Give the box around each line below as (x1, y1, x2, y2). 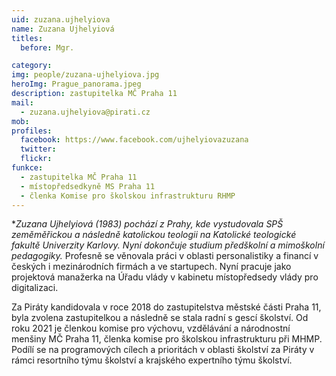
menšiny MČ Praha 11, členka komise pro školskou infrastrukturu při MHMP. (11, 333, 323, 345)
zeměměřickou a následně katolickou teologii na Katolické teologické (11, 229, 297, 241)
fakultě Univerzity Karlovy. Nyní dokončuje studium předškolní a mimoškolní (11, 239, 325, 251)
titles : (11, 33, 44, 43)
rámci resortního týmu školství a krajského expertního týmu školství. (11, 354, 293, 366)
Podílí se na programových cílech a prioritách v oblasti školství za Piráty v (11, 344, 315, 356)
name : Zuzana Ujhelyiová (11, 24, 115, 34)
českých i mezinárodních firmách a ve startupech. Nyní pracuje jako (11, 261, 292, 273)
